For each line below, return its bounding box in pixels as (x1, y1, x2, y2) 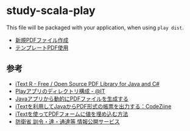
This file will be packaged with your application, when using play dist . (6, 24, 184, 31)
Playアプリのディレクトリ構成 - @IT (15, 87, 105, 94)
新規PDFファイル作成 (15, 36, 69, 43)
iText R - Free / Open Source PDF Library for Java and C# (15, 80, 160, 87)
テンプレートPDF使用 (15, 44, 69, 51)
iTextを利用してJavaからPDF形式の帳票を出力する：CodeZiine (15, 102, 172, 110)
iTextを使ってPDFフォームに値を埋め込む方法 (15, 110, 128, 118)
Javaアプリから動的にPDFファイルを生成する (15, 95, 129, 102)
